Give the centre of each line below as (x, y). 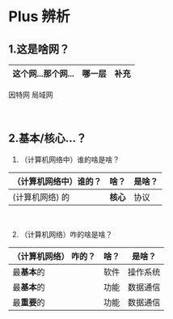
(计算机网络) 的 (41, 197)
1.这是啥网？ (39, 49)
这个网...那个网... (43, 74)
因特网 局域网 (31, 95)
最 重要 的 (29, 302)
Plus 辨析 (39, 17)
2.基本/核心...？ (48, 138)
